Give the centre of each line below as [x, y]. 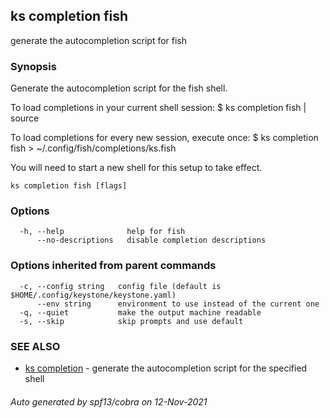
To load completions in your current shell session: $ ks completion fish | [158, 108]
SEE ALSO [35, 346]
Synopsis [33, 66]
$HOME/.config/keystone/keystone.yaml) [93, 295]
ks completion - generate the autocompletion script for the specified [166, 368]
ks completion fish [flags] [69, 186]
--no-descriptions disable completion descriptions [151, 240]
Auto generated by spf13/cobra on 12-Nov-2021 [109, 401]
